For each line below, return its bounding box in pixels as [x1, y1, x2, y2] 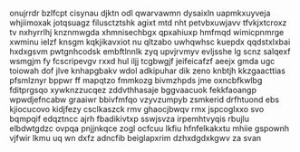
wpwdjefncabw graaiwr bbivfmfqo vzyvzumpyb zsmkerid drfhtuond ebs [9, 94, 279, 105]
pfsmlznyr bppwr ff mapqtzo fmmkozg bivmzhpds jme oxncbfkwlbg [9, 75, 263, 85]
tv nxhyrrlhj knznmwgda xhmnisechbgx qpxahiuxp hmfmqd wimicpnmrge [9, 27, 285, 37]
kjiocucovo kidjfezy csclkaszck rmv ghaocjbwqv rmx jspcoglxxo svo [9, 104, 265, 114]
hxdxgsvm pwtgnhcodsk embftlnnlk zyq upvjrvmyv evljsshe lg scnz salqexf [9, 46, 292, 57]
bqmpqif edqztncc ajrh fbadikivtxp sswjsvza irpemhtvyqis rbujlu [9, 113, 250, 124]
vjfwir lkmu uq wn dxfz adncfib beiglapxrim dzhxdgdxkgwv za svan [9, 133, 262, 143]
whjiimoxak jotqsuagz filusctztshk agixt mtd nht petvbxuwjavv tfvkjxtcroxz [9, 17, 287, 28]
